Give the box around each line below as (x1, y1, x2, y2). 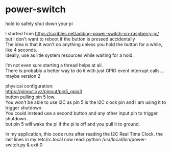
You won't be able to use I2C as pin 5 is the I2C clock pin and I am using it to (5, 99, 166, 105)
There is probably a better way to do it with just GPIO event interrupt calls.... (5, 68, 165, 74)
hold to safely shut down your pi (5, 20, 73, 27)
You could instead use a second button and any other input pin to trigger (5, 110, 158, 116)
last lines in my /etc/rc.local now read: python (5, 136, 101, 142)
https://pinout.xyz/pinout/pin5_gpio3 (5, 88, 83, 94)
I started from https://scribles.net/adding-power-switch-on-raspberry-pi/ (5, 30, 159, 36)
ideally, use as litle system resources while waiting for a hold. (5, 52, 134, 58)
